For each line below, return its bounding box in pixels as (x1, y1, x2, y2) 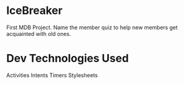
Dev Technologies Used (6, 52, 129, 66)
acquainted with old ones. (6, 30, 71, 37)
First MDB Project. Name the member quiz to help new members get (6, 24, 178, 31)
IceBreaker (6, 4, 63, 18)
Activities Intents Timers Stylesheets (6, 71, 98, 79)
